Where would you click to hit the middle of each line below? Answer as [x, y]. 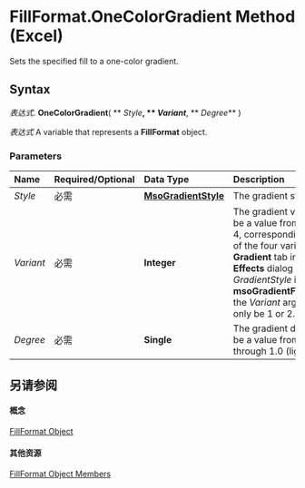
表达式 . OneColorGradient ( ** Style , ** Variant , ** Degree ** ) [126, 112]
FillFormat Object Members [60, 473]
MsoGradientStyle [184, 196]
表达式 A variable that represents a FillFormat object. [108, 132]
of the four [256, 246]
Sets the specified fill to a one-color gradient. [94, 61]
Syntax [30, 89]
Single [158, 340]
